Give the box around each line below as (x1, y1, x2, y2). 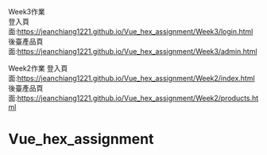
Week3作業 (8, 7, 45, 16)
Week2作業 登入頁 (8, 64, 68, 73)
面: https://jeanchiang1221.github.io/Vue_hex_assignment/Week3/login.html (8, 27, 253, 36)
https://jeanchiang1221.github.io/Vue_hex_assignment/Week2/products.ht (17, 94, 259, 103)
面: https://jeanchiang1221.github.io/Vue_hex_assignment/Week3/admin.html (8, 47, 257, 56)
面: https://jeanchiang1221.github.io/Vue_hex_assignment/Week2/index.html (8, 74, 256, 83)
